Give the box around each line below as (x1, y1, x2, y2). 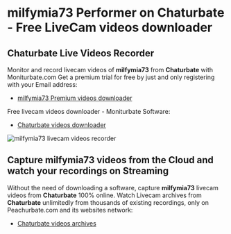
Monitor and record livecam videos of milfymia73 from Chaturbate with (7, 66, 214, 74)
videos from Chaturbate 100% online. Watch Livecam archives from (7, 191, 203, 199)
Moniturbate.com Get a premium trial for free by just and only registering (7, 73, 215, 81)
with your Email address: (7, 81, 78, 88)
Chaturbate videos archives (17, 219, 97, 227)
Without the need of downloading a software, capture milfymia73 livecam (7, 183, 219, 192)
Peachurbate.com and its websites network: (7, 206, 133, 214)
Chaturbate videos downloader (17, 121, 106, 129)
